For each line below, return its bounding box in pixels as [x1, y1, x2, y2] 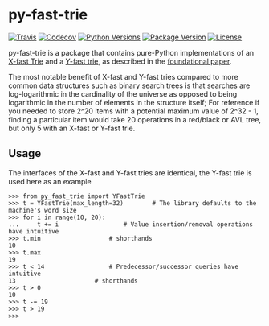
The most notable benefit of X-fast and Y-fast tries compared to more [8, 72, 238, 81]
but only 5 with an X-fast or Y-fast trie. [8, 123, 136, 133]
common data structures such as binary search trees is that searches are [8, 80, 251, 90]
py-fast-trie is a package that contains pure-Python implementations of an [8, 47, 255, 57]
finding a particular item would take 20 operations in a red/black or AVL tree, [8, 114, 262, 124]
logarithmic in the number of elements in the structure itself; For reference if [8, 97, 260, 107]
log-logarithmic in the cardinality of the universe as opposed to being [8, 89, 238, 98]
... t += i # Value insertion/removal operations [8, 220, 253, 229]
